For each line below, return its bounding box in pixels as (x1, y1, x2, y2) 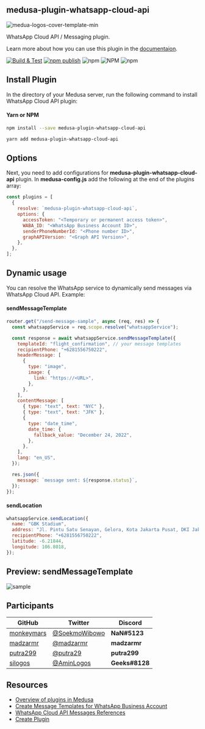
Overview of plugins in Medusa (15, 696, 94, 703)
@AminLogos (52, 659, 92, 667)
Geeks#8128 (110, 659, 150, 667)
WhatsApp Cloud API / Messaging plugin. (6, 33, 110, 40)
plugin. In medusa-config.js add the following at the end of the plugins (15, 176, 195, 183)
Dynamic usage (6, 268, 67, 278)
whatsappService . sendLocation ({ (6, 515, 88, 521)
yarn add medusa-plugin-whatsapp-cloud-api (6, 136, 119, 142)
